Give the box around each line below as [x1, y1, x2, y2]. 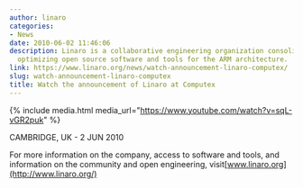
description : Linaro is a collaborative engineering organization [9, 47, 264, 56]
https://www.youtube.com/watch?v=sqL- [139, 104, 293, 115]
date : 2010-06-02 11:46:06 [9, 38, 111, 48]
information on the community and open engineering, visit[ [9, 158, 228, 169]
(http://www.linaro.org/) [9, 168, 97, 179]
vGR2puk [9, 114, 44, 125]
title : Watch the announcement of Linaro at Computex [9, 80, 216, 89]
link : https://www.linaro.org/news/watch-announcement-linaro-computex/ [9, 64, 289, 73]
